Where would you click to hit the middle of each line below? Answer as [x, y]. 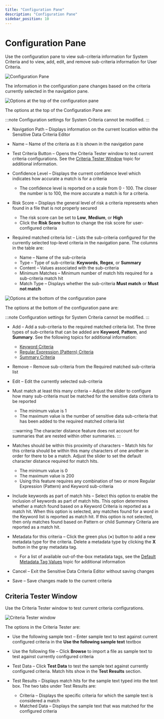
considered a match [40, 701]
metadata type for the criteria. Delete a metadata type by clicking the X [84, 542]
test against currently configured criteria [53, 657]
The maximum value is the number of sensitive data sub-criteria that [88, 416]
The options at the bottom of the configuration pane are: [62, 308]
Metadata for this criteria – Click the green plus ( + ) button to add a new [84, 537]
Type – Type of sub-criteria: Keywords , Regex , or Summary [80, 263]
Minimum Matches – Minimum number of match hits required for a [86, 273]
